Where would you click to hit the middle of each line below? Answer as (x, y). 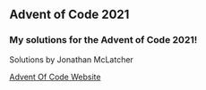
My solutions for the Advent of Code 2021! (103, 40)
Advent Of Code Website (55, 77)
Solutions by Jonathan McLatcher (72, 59)
